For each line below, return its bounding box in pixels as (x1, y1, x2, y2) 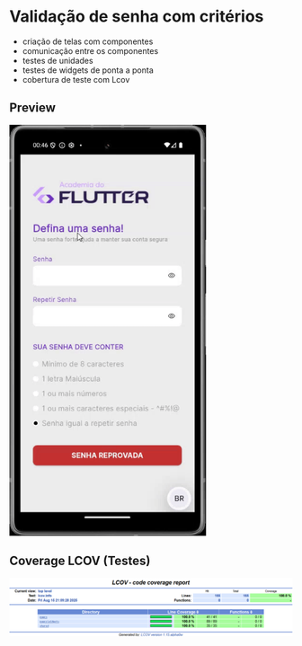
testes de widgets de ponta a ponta (22, 65, 155, 75)
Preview (9, 101, 57, 116)
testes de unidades (22, 55, 93, 66)
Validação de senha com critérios (9, 6, 264, 27)
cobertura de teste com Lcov (22, 74, 130, 84)
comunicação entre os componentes (22, 45, 159, 56)
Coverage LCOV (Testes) (9, 553, 151, 569)
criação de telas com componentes (22, 36, 154, 47)
